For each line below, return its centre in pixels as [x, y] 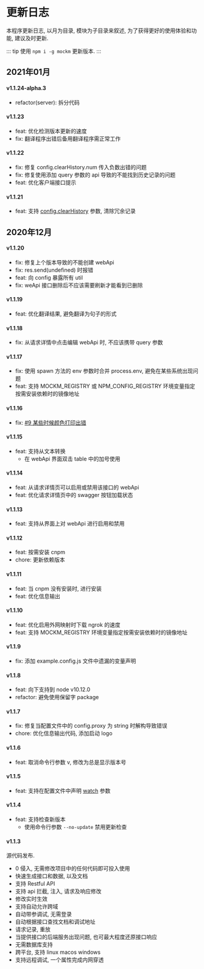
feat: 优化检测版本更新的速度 [51, 131]
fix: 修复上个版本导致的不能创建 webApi [65, 262]
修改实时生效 [31, 899]
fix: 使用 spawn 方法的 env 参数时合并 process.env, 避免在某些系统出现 [104, 371]
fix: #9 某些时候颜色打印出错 [51, 422]
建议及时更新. [31, 38]
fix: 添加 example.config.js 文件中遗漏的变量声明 [76, 661]
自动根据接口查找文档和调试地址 [55, 922]
